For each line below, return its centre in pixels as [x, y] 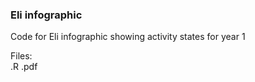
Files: [21, 56]
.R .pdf [24, 67]
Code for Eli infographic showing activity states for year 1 [128, 37]
